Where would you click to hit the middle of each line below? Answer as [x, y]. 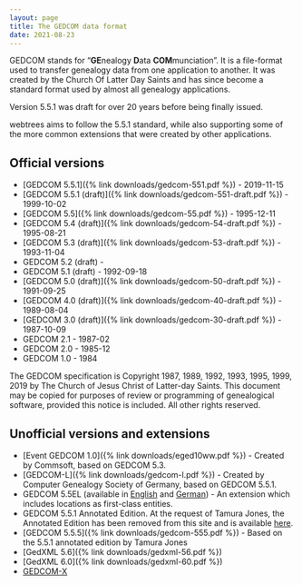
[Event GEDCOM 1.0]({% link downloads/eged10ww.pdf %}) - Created [153, 456]
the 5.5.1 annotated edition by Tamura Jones [105, 542]
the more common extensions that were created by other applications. [141, 134]
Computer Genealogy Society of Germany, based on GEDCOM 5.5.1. [150, 484]
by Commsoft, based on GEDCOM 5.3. [94, 465]
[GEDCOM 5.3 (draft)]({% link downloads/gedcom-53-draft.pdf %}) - [151, 243]
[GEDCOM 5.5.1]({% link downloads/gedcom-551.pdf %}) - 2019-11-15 [153, 185]
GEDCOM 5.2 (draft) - [63, 262]
